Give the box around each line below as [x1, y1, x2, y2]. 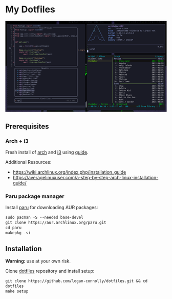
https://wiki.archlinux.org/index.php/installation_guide [12, 169, 126, 175]
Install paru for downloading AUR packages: [5, 204, 98, 211]
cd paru [5, 225, 22, 231]
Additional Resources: [5, 159, 52, 165]
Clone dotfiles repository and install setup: [5, 268, 95, 274]
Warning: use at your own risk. [5, 258, 71, 264]
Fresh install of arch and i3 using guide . [5, 149, 89, 155]
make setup [5, 289, 29, 294]
